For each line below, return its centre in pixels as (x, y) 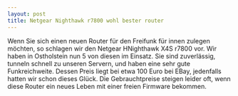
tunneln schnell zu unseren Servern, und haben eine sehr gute (99, 63)
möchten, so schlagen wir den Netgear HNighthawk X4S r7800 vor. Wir (112, 48)
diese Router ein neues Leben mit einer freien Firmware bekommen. (107, 86)
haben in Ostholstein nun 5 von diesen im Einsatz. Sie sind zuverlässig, (112, 56)
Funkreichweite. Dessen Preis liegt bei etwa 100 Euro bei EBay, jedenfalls (115, 71)
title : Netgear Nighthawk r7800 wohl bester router (86, 21)
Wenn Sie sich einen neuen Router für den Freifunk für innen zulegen (109, 41)
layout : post (27, 14)
